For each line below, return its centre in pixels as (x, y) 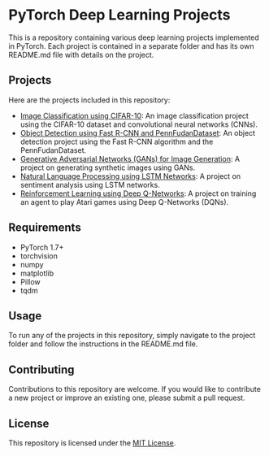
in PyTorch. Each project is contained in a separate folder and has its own (131, 46)
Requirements (45, 228)
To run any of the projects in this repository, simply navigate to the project (132, 336)
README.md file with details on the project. (81, 54)
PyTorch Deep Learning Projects (119, 15)
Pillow (30, 281)
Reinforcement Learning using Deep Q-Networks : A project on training (138, 193)
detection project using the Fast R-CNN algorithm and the (117, 141)
